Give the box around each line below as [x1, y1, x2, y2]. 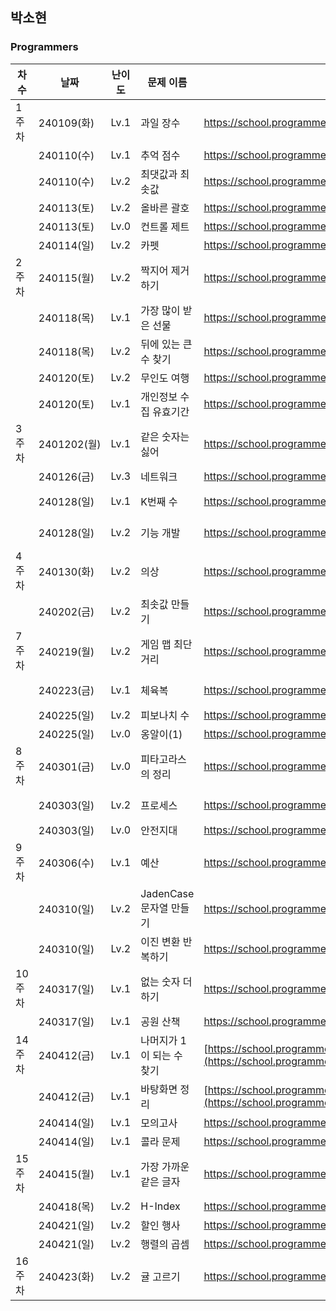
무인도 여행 [140, 371, 190, 385]
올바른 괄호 [140, 201, 190, 215]
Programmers [10, 40, 79, 54]
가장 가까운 [140, 1159, 190, 1173]
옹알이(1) [140, 727, 183, 741]
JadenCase [140, 886, 195, 900]
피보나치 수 [140, 708, 190, 722]
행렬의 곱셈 [140, 1237, 190, 1251]
